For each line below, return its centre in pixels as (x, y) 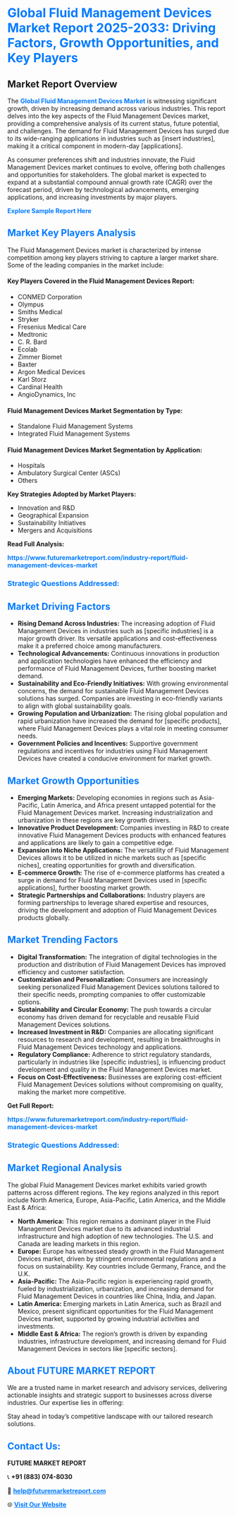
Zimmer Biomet (39, 357)
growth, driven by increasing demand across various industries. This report (117, 108)
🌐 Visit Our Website (37, 1504)
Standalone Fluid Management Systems (75, 426)
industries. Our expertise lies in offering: (66, 1403)
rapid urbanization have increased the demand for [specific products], (119, 721)
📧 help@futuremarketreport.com (57, 1491)
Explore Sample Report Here (49, 211)
